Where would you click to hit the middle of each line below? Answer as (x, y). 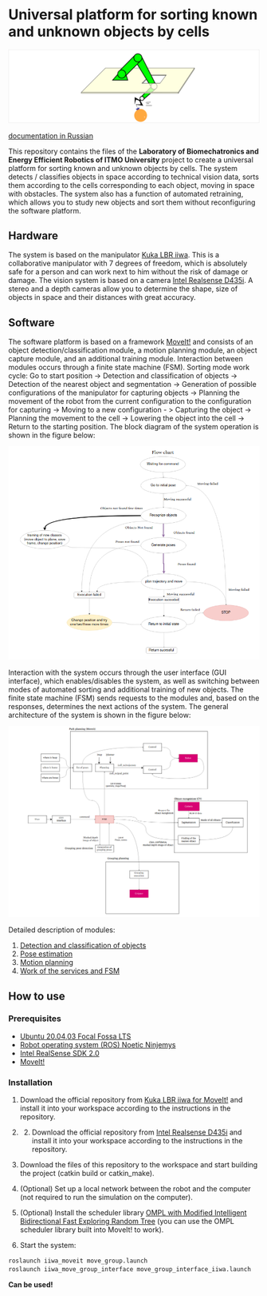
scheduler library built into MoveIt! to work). (92, 1230)
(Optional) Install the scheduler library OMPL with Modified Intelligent (133, 1213)
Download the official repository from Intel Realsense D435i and (137, 1132)
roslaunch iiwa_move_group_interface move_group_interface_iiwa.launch (130, 1270)
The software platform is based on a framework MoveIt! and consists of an (131, 342)
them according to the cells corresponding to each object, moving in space (132, 185)
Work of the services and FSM (70, 971)
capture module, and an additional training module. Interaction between (126, 359)
